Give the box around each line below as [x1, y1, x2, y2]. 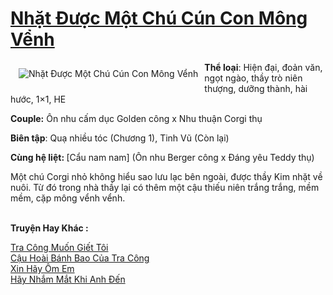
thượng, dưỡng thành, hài [204, 82, 308, 94]
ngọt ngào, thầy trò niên [204, 72, 303, 84]
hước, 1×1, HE [10, 93, 67, 105]
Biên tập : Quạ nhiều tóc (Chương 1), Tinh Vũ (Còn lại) [10, 132, 230, 144]
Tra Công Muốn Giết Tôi [10, 241, 109, 253]
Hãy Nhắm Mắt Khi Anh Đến [10, 273, 126, 285]
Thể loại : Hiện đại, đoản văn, [204, 61, 323, 73]
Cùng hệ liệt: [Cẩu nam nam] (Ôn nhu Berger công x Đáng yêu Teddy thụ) [10, 151, 315, 163]
